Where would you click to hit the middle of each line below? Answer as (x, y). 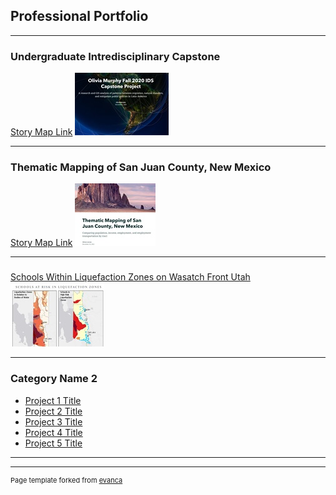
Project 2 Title (53, 411)
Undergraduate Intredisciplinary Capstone (115, 56)
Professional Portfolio (79, 16)
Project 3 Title (53, 421)
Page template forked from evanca (66, 480)
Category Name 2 (54, 379)
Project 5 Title (53, 443)
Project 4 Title (53, 432)
